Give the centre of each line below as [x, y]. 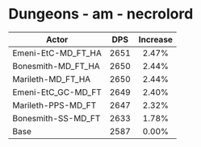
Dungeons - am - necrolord [101, 14]
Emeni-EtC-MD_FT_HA [57, 53]
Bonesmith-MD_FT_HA [57, 66]
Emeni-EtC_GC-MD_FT [57, 92]
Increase [156, 39]
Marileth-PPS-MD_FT [54, 105]
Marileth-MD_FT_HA [52, 79]
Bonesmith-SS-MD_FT [57, 118]
